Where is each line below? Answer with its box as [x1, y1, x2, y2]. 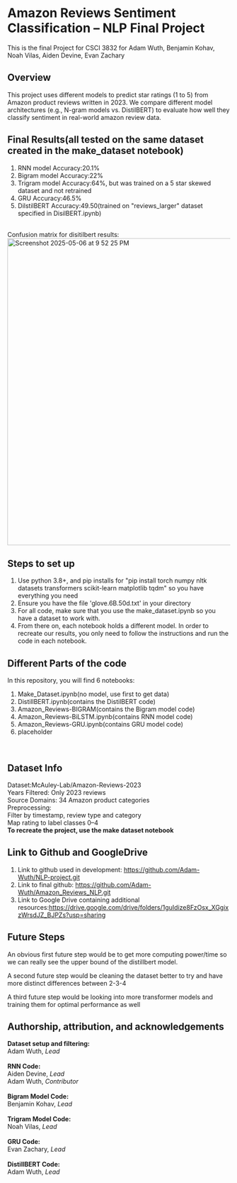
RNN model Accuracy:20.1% [17, 163, 100, 172]
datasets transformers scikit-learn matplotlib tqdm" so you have [17, 584, 204, 593]
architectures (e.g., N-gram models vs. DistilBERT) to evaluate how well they [7, 105, 230, 114]
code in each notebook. [17, 637, 87, 645]
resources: [17, 903, 50, 911]
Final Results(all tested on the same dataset [7, 133, 204, 146]
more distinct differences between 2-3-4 [7, 979, 127, 987]
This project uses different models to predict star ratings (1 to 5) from [7, 90, 209, 99]
